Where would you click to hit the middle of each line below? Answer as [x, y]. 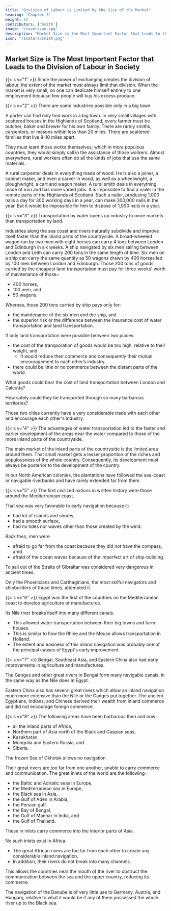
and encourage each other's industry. [45, 418]
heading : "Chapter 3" [28, 15]
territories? [17, 403]
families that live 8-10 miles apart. [41, 137]
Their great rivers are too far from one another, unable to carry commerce [83, 768]
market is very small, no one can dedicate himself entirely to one [73, 90]
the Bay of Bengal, [32, 810]
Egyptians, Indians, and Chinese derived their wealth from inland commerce [85, 701]
